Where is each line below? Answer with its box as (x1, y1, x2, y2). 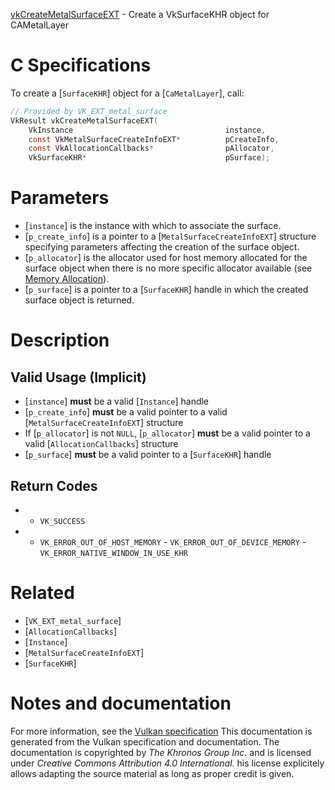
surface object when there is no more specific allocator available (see (24, 262, 313, 274)
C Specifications (10, 54, 152, 77)
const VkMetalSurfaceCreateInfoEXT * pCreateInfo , (28, 134, 280, 144)
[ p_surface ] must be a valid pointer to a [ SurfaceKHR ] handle (24, 449, 272, 461)
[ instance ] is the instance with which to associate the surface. (24, 220, 282, 232)
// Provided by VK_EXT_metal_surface (10, 106, 168, 116)
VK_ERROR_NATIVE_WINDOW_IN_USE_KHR (39, 548, 188, 558)
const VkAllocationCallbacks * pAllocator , (28, 144, 275, 154)
